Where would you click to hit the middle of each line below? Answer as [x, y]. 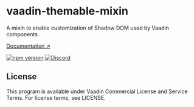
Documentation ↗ [28, 46]
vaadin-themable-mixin [68, 11]
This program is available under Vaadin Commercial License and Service [97, 91]
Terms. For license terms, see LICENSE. [56, 97]
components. [23, 34]
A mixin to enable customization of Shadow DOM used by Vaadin [88, 28]
